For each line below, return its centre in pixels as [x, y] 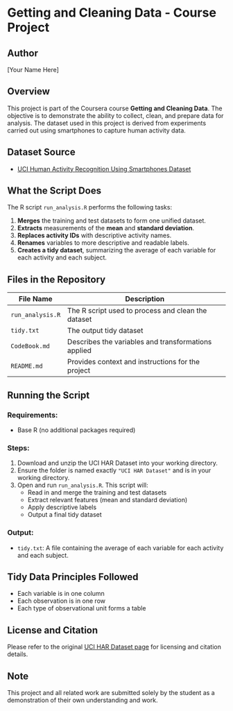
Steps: [18, 447]
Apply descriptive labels [62, 507]
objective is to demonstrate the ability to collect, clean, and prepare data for [115, 115]
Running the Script [49, 395]
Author [23, 53]
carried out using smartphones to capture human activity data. [96, 130]
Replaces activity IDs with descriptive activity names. [94, 235]
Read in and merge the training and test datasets [97, 492]
